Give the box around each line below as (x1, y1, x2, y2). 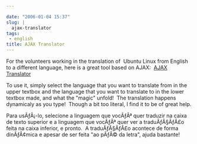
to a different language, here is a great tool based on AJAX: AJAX (6, 64, 168, 71)
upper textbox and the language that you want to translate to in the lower (6, 88, 185, 95)
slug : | (6, 19, 26, 25)
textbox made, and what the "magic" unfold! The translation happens (6, 94, 176, 101)
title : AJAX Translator (6, 41, 65, 47)
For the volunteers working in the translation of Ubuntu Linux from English (6, 57, 189, 65)
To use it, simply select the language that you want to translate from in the (6, 82, 188, 89)
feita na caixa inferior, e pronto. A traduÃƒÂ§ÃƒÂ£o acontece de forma (6, 125, 179, 132)
